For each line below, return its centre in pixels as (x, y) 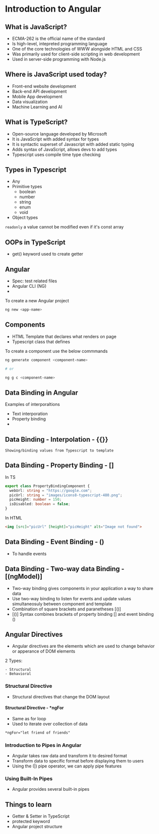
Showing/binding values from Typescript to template (59, 451)
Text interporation (30, 414)
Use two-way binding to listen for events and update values (72, 598)
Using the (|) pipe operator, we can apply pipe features (67, 766)
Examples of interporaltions (32, 404)
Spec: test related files (34, 281)
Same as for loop (29, 718)
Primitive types (27, 187)
